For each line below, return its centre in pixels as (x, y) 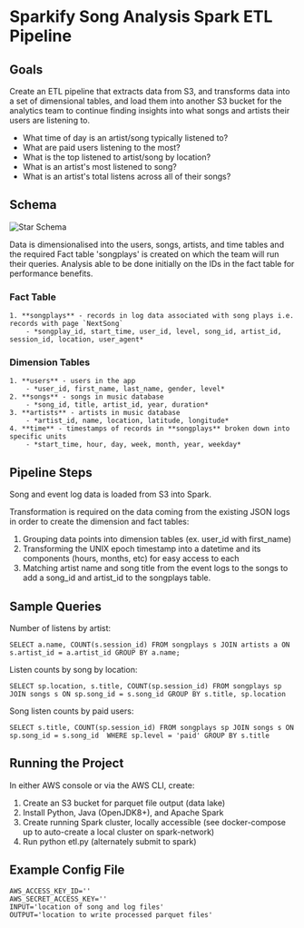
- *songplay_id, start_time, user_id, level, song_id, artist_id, (154, 332)
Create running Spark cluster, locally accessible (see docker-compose (154, 822)
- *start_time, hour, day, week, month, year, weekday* (134, 445)
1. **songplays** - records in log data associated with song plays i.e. (152, 316)
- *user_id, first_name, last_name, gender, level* (125, 389)
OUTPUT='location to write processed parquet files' (111, 914)
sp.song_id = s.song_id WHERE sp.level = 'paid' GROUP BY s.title (140, 736)
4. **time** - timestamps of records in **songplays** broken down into (150, 429)
